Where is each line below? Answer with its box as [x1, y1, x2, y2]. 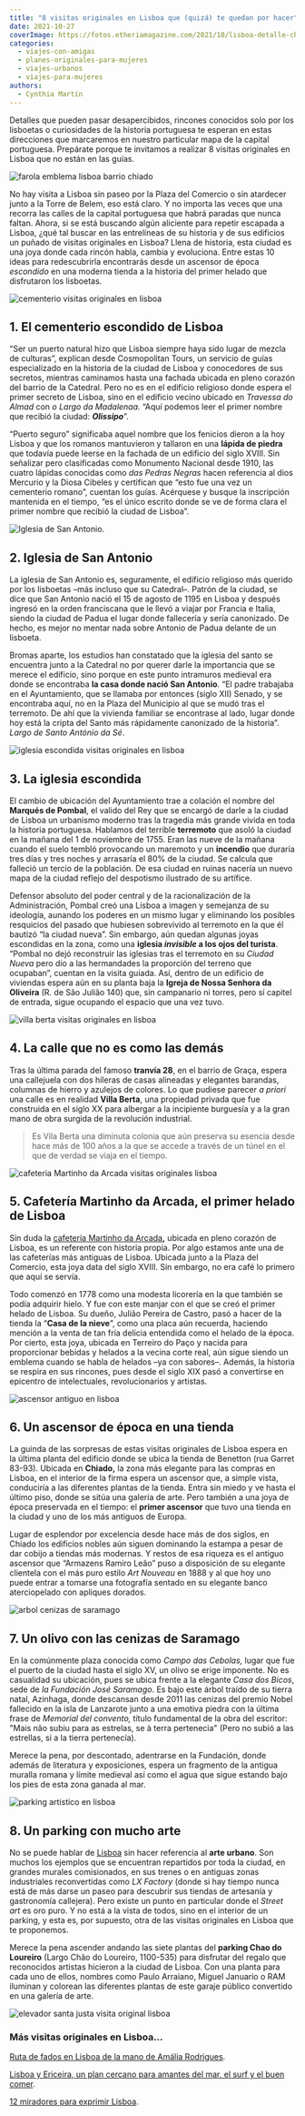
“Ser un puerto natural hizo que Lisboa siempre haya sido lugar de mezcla [9, 343, 286, 355]
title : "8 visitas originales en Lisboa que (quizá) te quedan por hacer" [9, 13, 299, 23]
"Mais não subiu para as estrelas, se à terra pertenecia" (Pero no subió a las [9, 1723, 294, 1734]
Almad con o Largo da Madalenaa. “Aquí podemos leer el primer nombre [9, 401, 283, 412]
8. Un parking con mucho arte [9, 1823, 182, 1839]
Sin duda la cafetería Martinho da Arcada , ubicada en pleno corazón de [9, 1232, 277, 1243]
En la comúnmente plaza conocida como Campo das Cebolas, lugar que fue [9, 1655, 295, 1666]
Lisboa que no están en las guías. [9, 153, 134, 164]
